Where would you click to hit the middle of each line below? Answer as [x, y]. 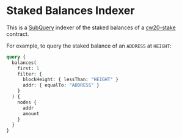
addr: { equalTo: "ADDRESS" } [61, 85]
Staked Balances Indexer [71, 11]
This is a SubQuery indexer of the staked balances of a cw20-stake [91, 27]
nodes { [27, 102]
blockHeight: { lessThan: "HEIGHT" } [71, 80]
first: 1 [28, 68]
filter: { [30, 74]
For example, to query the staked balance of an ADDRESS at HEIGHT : [89, 46]
